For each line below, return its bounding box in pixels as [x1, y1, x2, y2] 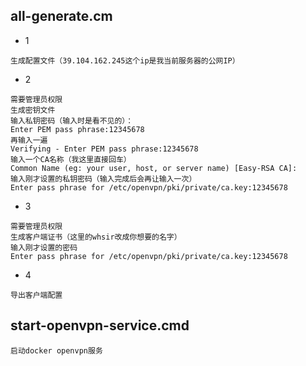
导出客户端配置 [10, 290, 63, 300]
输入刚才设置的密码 [10, 242, 78, 253]
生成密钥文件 [10, 105, 56, 115]
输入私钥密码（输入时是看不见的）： [10, 115, 134, 126]
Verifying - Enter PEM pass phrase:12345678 [10, 144, 199, 154]
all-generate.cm [10, 8, 113, 25]
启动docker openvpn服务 [10, 345, 103, 356]
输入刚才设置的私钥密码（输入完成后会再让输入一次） [10, 174, 197, 184]
